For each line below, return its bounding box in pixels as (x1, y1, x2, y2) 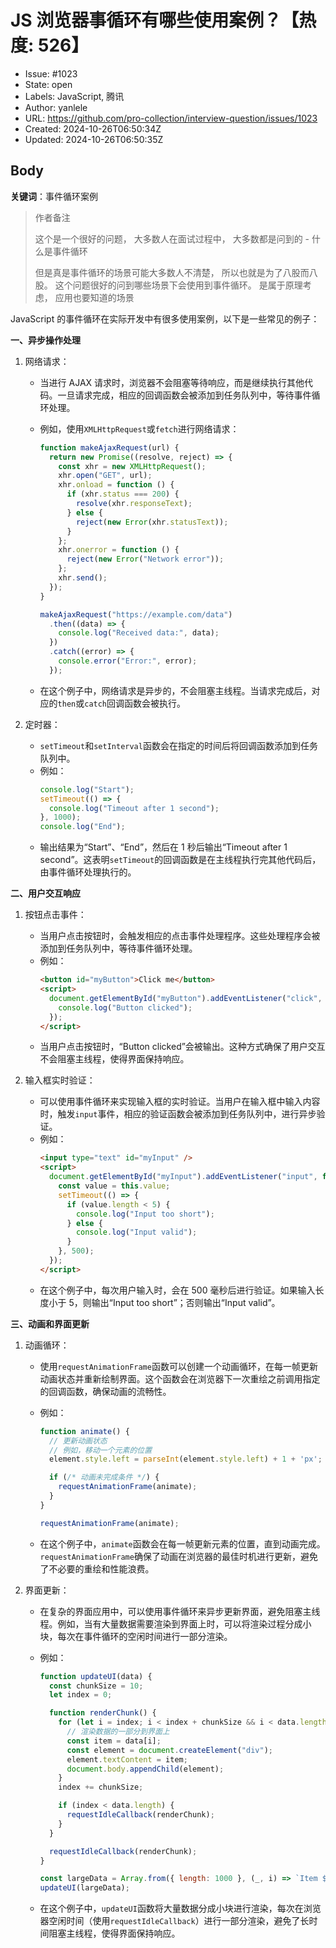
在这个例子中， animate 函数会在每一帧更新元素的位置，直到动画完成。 (39, 1537, 326, 1550)
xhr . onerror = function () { (58, 545, 180, 555)
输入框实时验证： (24, 1074, 96, 1086)
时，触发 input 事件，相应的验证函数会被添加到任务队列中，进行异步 (39, 1108, 317, 1120)
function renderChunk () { (48, 1708, 157, 1718)
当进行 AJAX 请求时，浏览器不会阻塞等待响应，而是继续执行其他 (39, 376, 305, 388)
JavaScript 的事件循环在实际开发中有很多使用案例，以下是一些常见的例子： (10, 312, 320, 325)
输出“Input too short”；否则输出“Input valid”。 (91, 1296, 281, 1308)
